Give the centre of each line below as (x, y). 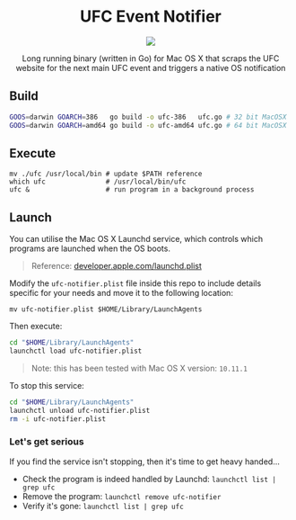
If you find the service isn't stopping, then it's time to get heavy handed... (144, 462)
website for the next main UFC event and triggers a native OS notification (151, 67)
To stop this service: (47, 385)
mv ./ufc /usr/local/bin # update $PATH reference (106, 174)
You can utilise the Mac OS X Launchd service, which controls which (136, 239)
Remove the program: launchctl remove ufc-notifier (122, 496)
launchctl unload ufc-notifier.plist (80, 410)
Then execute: (36, 327)
